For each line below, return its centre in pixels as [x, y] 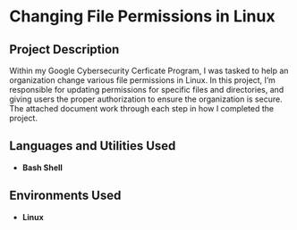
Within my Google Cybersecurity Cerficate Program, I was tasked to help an [149, 70]
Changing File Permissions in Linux [142, 16]
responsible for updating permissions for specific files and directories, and [147, 90]
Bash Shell [42, 168]
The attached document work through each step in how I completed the [142, 108]
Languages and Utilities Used [93, 146]
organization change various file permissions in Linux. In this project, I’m [142, 80]
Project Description [64, 49]
